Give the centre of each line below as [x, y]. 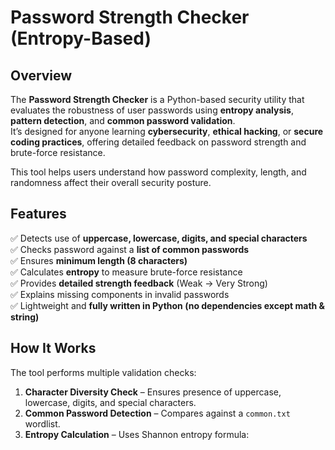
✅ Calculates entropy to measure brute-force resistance [126, 272]
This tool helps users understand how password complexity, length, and [158, 172]
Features [38, 214]
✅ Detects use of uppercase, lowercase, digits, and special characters [159, 238]
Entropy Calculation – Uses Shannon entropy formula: [137, 434]
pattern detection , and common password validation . [123, 120]
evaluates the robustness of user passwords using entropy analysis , [152, 110]
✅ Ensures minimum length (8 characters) [99, 260]
